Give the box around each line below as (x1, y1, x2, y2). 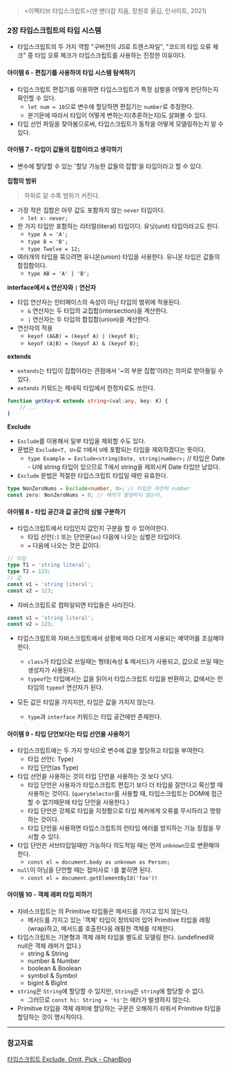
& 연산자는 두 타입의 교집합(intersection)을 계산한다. (27, 307, 168, 315)
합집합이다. (17, 261, 48, 269)
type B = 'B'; (27, 238, 68, 245)
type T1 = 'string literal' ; (7, 562, 91, 569)
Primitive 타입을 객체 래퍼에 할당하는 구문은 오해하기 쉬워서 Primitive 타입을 (17, 1004, 222, 1012)
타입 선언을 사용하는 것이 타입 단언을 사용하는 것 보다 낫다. (17, 772, 174, 781)
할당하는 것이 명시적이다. (17, 1013, 84, 1021)
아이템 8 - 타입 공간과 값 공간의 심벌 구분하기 (7, 507, 126, 516)
